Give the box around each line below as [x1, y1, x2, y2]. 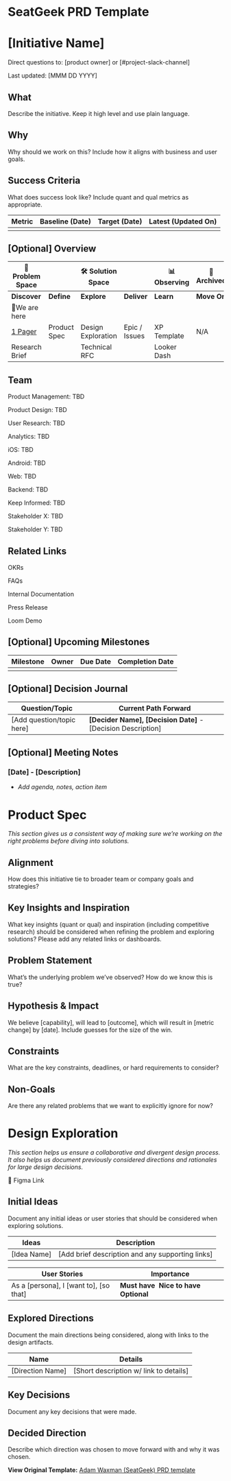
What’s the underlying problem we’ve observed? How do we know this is [8, 973, 213, 981]
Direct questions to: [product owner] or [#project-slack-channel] [8, 58, 191, 67]
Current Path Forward [118, 703, 191, 713]
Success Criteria [8, 175, 81, 186]
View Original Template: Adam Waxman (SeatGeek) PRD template [8, 1466, 196, 1474]
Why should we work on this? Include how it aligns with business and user [8, 147, 218, 156]
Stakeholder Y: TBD [8, 525, 63, 533]
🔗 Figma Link [8, 1177, 45, 1185]
